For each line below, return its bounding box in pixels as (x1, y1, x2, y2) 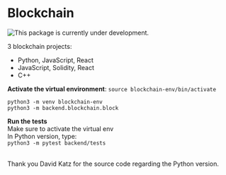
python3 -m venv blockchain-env (7, 98, 103, 106)
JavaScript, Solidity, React (17, 63, 94, 72)
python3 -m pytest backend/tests (7, 140, 106, 147)
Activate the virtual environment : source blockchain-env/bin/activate (7, 84, 217, 93)
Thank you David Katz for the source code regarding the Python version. (7, 159, 220, 168)
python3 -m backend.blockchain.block (7, 104, 119, 111)
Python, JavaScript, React (17, 55, 94, 64)
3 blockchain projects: (7, 42, 72, 50)
